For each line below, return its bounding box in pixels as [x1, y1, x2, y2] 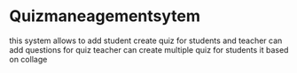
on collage [9, 54, 48, 64]
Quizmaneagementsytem [9, 6, 201, 26]
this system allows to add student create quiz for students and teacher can [9, 35, 283, 46]
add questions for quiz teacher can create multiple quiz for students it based [9, 44, 289, 55]
